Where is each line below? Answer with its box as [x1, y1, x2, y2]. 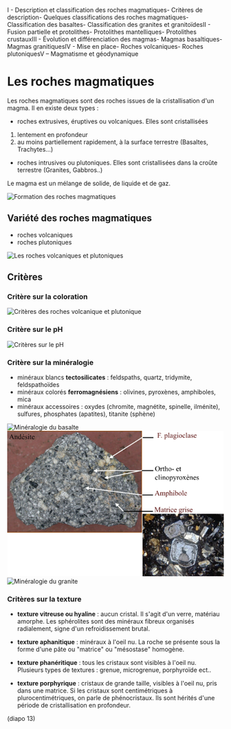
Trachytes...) [16, 145, 54, 154]
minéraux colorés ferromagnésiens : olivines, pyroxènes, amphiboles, [16, 388, 217, 397]
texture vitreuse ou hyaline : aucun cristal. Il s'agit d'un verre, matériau [16, 610, 220, 618]
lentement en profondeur [16, 130, 88, 138]
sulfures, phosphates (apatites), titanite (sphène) [16, 410, 156, 419]
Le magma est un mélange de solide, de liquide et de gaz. [7, 179, 170, 187]
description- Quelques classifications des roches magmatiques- [7, 13, 189, 21]
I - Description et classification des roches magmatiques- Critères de [7, 6, 203, 14]
